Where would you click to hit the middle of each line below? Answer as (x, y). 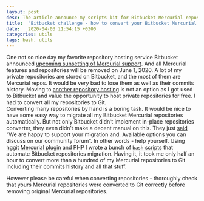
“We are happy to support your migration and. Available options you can (96, 134)
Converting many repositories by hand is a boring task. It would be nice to (99, 109)
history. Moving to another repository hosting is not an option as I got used (100, 89)
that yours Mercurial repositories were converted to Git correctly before (96, 185)
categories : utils (29, 35)
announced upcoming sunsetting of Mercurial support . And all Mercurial (97, 64)
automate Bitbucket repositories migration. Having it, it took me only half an (100, 154)
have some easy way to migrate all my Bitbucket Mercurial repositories (95, 115)
